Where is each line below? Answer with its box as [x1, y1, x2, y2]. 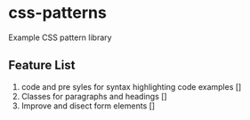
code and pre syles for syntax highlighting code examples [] [20, 81, 242, 92]
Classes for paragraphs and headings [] [20, 91, 167, 101]
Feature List [8, 58, 76, 73]
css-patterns [8, 3, 108, 23]
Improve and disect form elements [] [20, 100, 156, 111]
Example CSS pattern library [8, 32, 112, 43]
